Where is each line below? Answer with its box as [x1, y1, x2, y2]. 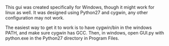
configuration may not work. [5, 15, 64, 20]
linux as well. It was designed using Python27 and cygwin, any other [5, 9, 148, 15]
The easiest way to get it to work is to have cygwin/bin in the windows [5, 24, 152, 30]
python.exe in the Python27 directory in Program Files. [5, 35, 119, 41]
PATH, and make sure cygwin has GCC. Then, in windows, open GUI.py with [5, 30, 164, 35]
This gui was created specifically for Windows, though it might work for [5, 4, 155, 10]
